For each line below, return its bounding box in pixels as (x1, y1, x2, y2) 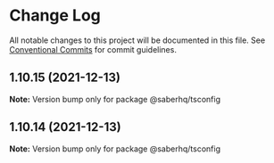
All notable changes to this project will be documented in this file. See (9, 35, 266, 45)
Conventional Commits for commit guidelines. (9, 44, 177, 54)
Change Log (9, 5, 101, 26)
